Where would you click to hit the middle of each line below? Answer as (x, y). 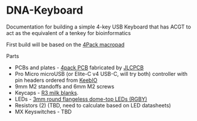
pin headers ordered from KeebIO (56, 80)
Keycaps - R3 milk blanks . (46, 93)
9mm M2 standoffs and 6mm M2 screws (65, 86)
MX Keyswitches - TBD (43, 112)
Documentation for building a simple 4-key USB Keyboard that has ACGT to (99, 27)
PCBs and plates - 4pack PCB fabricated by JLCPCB (79, 67)
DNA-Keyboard (45, 10)
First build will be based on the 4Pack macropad (65, 44)
